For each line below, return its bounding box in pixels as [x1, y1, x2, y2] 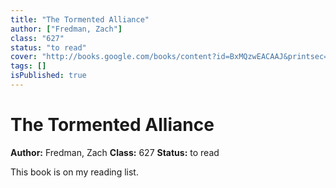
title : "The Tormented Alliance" [10, 14, 150, 25]
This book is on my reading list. [10, 166, 139, 178]
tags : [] [10, 61, 47, 71]
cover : [10, 52, 38, 62]
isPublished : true [10, 71, 87, 81]
